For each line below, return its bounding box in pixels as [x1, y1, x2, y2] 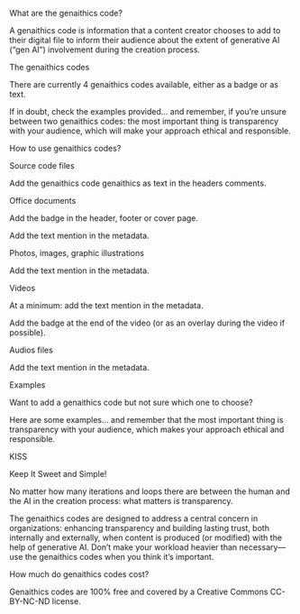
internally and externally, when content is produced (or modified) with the [9, 532, 282, 543]
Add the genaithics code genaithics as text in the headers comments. [9, 178, 267, 188]
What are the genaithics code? [9, 8, 123, 18]
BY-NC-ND [9, 596, 50, 607]
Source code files [9, 160, 75, 170]
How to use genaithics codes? [9, 143, 122, 153]
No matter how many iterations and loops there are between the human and [9, 486, 290, 497]
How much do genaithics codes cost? [9, 569, 150, 580]
